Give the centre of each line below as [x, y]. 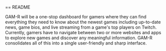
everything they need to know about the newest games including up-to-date [83, 22]
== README [18, 7]
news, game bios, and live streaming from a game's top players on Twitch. [81, 27]
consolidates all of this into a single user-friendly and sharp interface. [76, 43]
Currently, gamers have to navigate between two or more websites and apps [83, 32]
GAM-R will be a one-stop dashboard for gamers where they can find [76, 17]
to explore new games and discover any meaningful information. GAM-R [79, 38]
